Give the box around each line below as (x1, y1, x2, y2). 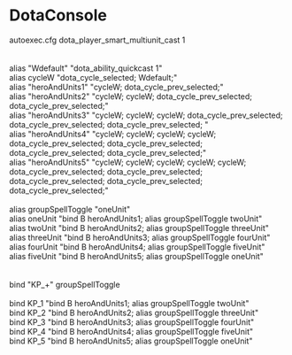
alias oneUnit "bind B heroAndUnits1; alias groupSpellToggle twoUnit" (9, 213, 263, 224)
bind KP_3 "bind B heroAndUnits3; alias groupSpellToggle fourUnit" (9, 316, 255, 328)
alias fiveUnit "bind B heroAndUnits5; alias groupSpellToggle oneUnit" (9, 251, 264, 261)
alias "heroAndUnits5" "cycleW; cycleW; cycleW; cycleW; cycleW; (9, 157, 247, 167)
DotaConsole (9, 5, 108, 26)
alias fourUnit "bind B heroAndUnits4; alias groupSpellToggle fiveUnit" (9, 241, 265, 252)
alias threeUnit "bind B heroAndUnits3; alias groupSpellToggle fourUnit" (9, 232, 271, 243)
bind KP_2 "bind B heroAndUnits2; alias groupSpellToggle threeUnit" (9, 307, 259, 318)
